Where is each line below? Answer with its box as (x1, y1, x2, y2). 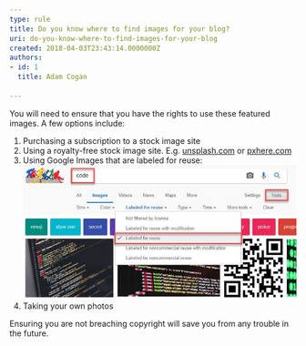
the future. (9, 328, 49, 339)
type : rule (9, 15, 51, 24)
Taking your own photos (22, 300, 114, 311)
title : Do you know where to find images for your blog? (9, 24, 230, 34)
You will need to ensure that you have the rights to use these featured (9, 107, 270, 118)
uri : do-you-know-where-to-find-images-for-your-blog (9, 34, 219, 43)
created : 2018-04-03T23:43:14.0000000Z (9, 44, 161, 53)
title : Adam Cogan (17, 73, 88, 82)
